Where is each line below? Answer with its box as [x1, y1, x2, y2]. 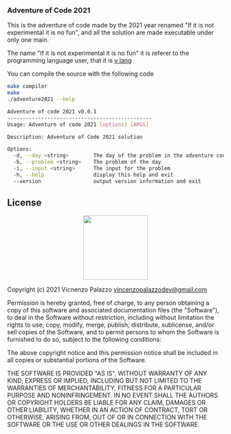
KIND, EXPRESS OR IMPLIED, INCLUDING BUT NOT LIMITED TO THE [7, 377, 202, 385]
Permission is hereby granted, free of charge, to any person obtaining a [7, 299, 210, 307]
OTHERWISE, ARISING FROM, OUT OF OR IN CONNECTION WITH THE [7, 413, 208, 422]
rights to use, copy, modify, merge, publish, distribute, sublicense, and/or [7, 321, 214, 329]
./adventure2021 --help [7, 96, 76, 103]
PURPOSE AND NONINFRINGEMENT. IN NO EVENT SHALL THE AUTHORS [7, 391, 219, 400]
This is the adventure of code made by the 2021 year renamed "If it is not [7, 21, 214, 30]
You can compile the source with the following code [7, 69, 154, 78]
